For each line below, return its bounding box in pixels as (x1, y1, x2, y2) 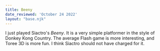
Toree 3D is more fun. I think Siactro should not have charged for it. (5, 41, 145, 47)
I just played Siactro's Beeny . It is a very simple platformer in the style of (5, 30, 155, 36)
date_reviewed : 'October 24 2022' (5, 12, 78, 17)
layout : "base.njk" (5, 16, 46, 21)
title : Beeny (5, 7, 33, 12)
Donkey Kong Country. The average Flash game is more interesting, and (5, 35, 154, 41)
